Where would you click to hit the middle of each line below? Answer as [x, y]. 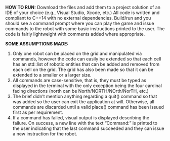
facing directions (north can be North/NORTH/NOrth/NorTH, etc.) [81, 91]
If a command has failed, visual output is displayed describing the [81, 118]
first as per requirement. [38, 112]
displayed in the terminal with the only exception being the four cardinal [87, 86]
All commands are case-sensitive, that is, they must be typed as [79, 80]
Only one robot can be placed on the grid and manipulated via [77, 53]
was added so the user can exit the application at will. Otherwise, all [83, 102]
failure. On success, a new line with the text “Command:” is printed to [85, 123]
